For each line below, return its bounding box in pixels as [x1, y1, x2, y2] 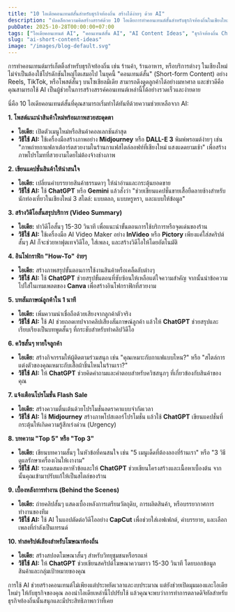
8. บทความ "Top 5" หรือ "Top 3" [8, 434, 95, 442]
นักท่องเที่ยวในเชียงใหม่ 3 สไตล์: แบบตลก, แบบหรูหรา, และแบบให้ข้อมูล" [17, 195, 185, 202]
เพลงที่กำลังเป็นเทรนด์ [17, 523, 68, 531]
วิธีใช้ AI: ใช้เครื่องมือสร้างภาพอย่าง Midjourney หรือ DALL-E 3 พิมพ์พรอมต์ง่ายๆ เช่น [17, 135, 222, 143]
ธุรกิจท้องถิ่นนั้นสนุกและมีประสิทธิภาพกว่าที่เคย [8, 597, 114, 604]
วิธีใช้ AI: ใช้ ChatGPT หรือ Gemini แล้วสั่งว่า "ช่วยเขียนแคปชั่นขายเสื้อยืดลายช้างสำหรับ [17, 186, 226, 195]
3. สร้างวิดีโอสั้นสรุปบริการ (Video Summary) [8, 209, 123, 216]
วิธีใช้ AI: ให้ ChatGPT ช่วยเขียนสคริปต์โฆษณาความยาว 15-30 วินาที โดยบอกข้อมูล [17, 559, 216, 567]
